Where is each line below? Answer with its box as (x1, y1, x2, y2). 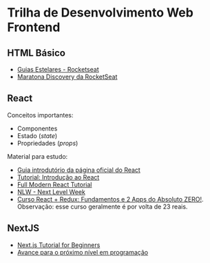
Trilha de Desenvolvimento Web (7, 5, 194, 21)
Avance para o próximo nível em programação (17, 248, 149, 256)
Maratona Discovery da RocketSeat (17, 72, 118, 81)
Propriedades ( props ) (17, 139, 78, 147)
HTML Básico (7, 47, 65, 59)
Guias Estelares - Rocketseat (17, 66, 99, 73)
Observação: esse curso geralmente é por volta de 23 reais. (17, 202, 188, 211)
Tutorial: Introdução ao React (17, 173, 100, 181)
